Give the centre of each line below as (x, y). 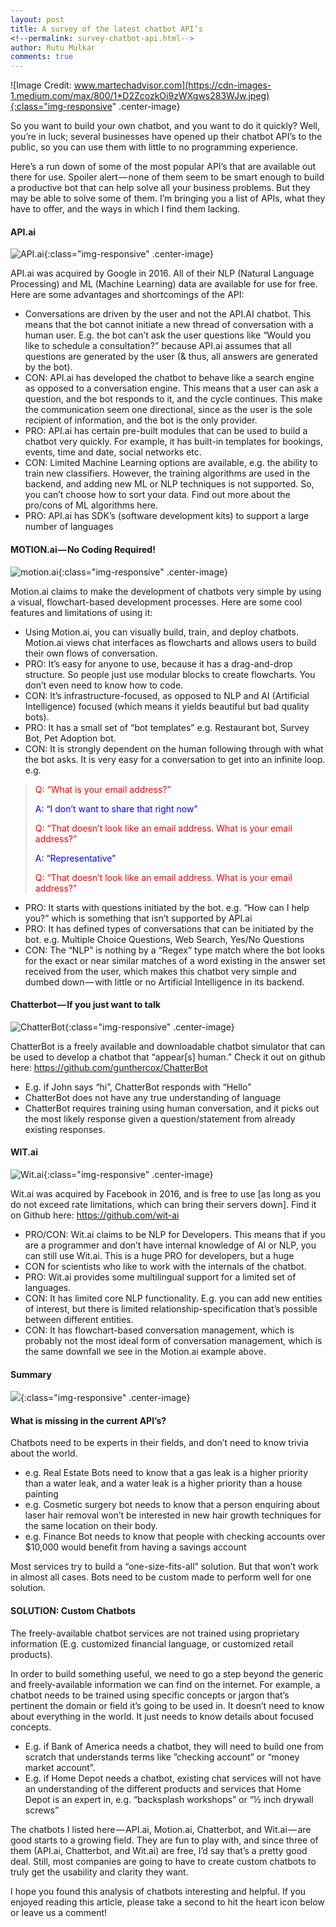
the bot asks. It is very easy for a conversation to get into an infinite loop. (175, 759)
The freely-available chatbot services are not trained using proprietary (155, 1633)
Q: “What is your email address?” (103, 789)
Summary (31, 1374)
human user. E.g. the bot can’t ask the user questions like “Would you (168, 335)
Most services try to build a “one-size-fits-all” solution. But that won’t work (164, 1567)
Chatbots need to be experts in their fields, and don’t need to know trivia (159, 1443)
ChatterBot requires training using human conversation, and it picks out (172, 1108)
